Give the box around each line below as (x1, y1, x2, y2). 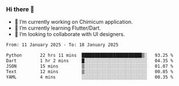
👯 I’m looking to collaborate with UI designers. (14, 31, 125, 38)
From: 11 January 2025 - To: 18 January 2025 (6, 42, 118, 48)
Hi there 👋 (6, 5, 35, 13)
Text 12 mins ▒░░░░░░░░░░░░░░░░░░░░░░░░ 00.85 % (6, 69, 174, 74)
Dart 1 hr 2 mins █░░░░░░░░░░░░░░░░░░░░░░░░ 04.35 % (6, 58, 174, 64)
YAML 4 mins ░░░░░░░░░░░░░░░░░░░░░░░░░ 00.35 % (6, 74, 174, 80)
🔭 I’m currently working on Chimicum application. (14, 19, 133, 26)
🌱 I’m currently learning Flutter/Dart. (14, 24, 101, 31)
